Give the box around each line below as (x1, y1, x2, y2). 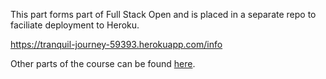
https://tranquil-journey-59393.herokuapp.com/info (10, 39, 223, 50)
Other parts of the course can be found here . (10, 58, 196, 69)
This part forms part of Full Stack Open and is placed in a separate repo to (10, 9, 317, 20)
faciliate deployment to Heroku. (10, 19, 140, 31)
